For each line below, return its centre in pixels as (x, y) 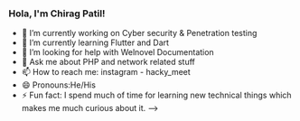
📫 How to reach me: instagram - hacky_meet (106, 72)
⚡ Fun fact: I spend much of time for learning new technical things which (156, 95)
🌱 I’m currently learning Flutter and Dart (95, 42)
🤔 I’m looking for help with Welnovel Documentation (117, 52)
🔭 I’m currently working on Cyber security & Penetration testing (139, 33)
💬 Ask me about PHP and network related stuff (108, 62)
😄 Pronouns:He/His (59, 85)
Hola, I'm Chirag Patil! (57, 14)
